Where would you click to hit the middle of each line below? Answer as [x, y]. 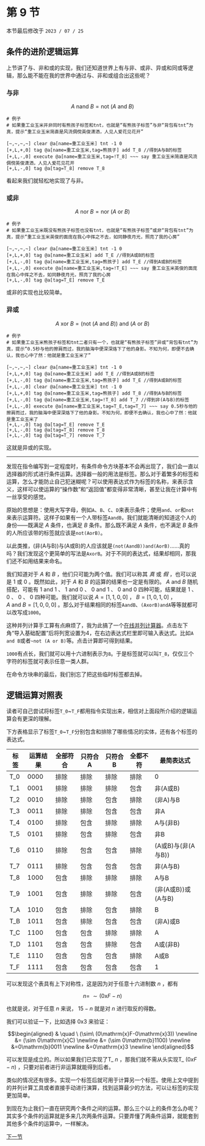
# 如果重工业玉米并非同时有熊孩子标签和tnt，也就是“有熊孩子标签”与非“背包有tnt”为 [100, 125]
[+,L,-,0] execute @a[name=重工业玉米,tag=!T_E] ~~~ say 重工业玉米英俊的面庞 [102, 269]
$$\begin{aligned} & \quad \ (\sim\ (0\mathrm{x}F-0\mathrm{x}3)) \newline [103, 1034]
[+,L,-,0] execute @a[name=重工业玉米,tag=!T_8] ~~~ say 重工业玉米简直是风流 [102, 157]
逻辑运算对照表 [34, 695]
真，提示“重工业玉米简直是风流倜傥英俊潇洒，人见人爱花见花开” [75, 132]
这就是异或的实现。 [31, 447]
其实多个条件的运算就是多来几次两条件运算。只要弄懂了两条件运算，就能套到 [103, 1116]
